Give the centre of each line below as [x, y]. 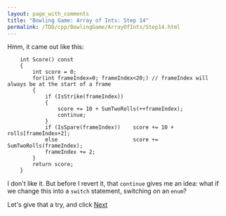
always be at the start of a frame [59, 84]
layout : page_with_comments [48, 14]
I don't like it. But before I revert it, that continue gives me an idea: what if [113, 184]
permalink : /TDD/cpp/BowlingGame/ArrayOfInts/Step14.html [94, 27]
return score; [53, 165]
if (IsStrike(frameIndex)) [84, 97]
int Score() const [47, 60]
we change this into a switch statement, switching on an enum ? [97, 191]
